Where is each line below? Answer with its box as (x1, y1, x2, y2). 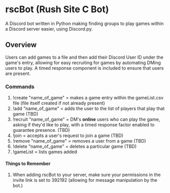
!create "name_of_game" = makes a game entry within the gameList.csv (12, 95, 164, 101)
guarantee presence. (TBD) (12, 127, 70, 133)
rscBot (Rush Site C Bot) (5, 4, 109, 15)
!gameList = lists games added (12, 149, 77, 155)
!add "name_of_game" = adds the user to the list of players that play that (12, 105, 165, 112)
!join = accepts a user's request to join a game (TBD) (12, 132, 124, 139)
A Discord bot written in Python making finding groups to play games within (5, 20, 164, 26)
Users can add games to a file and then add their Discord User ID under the (5, 54, 164, 60)
